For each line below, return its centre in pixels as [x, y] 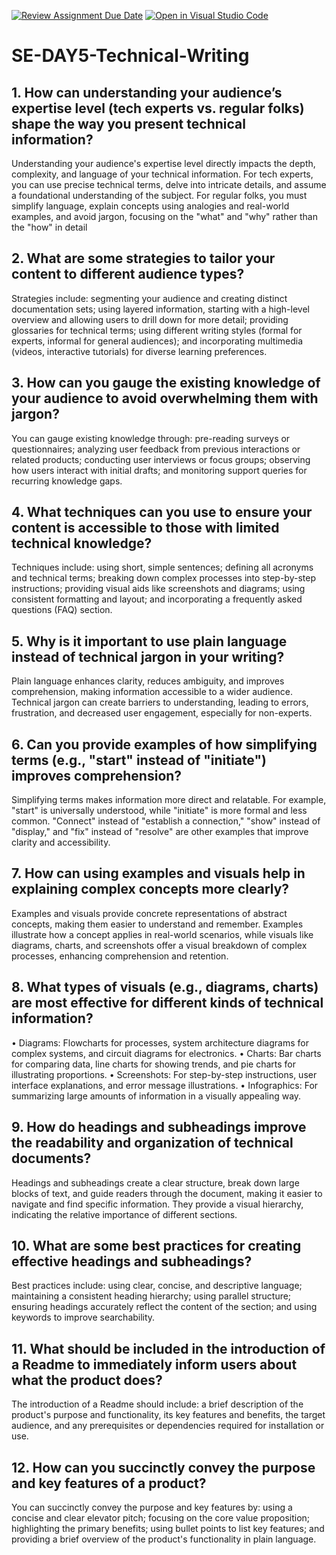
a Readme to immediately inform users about [154, 1364]
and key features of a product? [109, 1483]
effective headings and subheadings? [132, 1261]
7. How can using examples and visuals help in [158, 873]
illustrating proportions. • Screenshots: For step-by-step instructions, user [164, 1074]
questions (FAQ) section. [62, 610]
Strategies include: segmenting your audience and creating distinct [149, 298]
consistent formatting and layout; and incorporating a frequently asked [157, 599]
